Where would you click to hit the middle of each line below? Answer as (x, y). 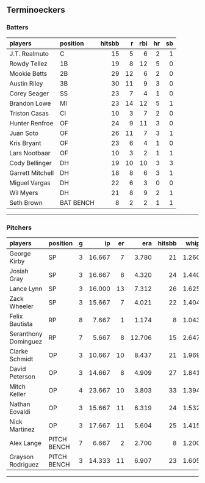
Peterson (22, 377)
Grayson (22, 457)
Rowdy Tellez (28, 64)
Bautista (21, 323)
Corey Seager (29, 93)
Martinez (22, 429)
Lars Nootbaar (30, 153)
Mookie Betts (28, 73)
